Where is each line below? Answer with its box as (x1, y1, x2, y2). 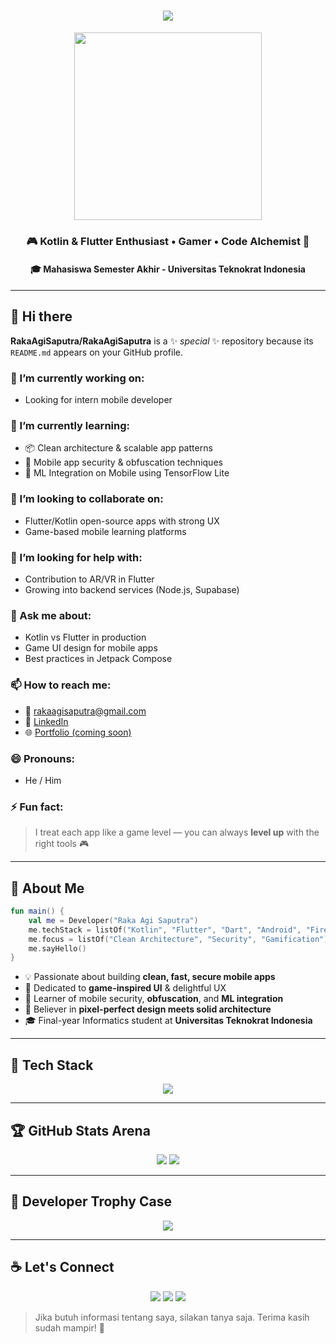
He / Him (24, 774, 62, 786)
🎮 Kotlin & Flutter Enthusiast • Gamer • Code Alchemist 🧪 (26, 234, 310, 248)
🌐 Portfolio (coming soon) (24, 726, 132, 738)
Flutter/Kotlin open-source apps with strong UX (24, 515, 220, 527)
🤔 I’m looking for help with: (10, 550, 143, 564)
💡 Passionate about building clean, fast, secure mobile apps (24, 971, 276, 983)
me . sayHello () (28, 943, 87, 954)
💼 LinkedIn (24, 715, 69, 727)
